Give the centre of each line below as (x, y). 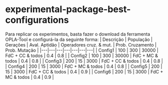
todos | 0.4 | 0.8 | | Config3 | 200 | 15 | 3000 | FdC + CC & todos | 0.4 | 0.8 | (84, 61)
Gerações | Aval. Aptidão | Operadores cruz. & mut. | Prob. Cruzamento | (81, 45)
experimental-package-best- (68, 9)
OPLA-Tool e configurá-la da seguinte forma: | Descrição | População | (79, 39)
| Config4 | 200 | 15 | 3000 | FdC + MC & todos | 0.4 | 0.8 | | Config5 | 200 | (84, 66)
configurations (37, 20)
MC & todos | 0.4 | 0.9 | (30, 77)
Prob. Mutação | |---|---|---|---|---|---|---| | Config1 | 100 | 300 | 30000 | (82, 50)
